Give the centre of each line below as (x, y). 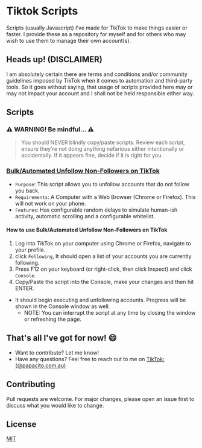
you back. (27, 191)
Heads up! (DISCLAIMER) (54, 59)
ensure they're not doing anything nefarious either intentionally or (103, 149)
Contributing (31, 384)
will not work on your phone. (50, 203)
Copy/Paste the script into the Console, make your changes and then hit (104, 282)
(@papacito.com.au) (40, 365)
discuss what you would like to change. (55, 405)
